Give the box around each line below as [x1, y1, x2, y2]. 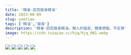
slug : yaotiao [5, 16, 35, 21]
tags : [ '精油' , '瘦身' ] [5, 21, 49, 26]
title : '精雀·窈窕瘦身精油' [5, 7, 57, 12]
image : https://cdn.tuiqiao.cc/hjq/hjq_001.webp [5, 30, 108, 35]
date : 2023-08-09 [5, 12, 41, 17]
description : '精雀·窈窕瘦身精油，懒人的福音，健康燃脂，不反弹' [5, 26, 127, 31]
